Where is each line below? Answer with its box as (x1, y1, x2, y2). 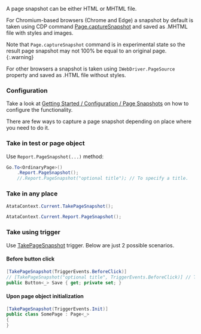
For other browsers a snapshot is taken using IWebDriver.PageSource (6, 65, 175, 72)
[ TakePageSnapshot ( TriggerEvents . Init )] (6, 306, 109, 312)
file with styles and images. (6, 29, 74, 36)
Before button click (6, 255, 55, 262)
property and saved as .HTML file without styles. (6, 72, 127, 78)
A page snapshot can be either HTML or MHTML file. (6, 5, 137, 12)
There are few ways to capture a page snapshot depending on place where (6, 118, 192, 125)
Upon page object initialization (6, 292, 84, 299)
